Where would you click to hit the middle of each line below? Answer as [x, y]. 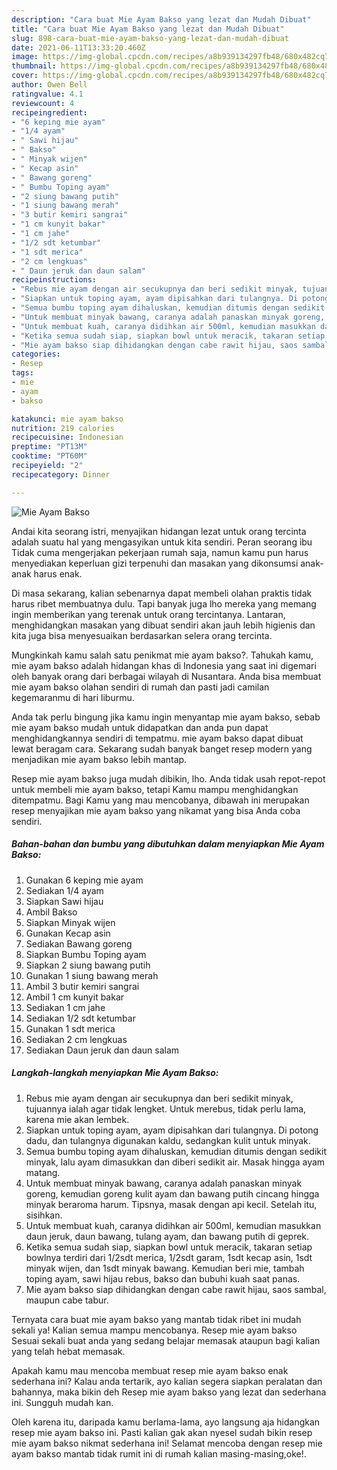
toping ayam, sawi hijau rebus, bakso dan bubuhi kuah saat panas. [163, 1278]
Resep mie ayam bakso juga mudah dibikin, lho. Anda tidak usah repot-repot [168, 778]
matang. [43, 1172]
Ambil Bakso [51, 912]
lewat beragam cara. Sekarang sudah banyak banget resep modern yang [162, 748]
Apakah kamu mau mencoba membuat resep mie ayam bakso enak [150, 1370]
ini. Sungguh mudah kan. [62, 1402]
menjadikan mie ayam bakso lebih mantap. [99, 759]
